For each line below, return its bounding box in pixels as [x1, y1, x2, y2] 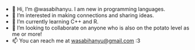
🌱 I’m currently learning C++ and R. [11, 18, 99, 25]
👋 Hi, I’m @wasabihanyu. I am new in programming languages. [11, 6, 166, 12]
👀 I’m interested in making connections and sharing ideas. [11, 12, 154, 19]
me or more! [11, 31, 42, 38]
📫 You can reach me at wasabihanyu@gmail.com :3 [11, 37, 141, 44]
